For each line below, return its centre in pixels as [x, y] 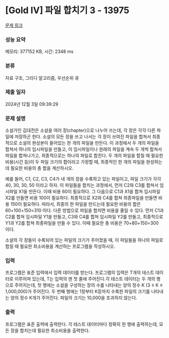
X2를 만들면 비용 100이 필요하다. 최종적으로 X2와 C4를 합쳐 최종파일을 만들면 [81, 198]
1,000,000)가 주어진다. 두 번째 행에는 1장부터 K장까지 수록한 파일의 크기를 [78, 292]
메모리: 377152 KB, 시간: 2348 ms [39, 51]
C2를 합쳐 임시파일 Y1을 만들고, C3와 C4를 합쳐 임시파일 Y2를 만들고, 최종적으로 [84, 217]
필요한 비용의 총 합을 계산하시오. [42, 168]
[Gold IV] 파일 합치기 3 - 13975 [67, 10]
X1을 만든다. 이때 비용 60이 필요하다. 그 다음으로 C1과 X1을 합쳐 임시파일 [89, 192]
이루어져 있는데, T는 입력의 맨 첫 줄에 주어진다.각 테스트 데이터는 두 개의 [85, 279]
